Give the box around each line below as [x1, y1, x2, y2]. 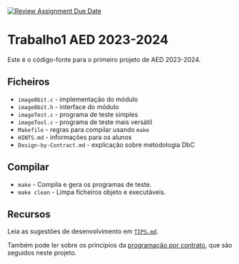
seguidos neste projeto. [7, 248, 77, 257]
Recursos [7, 208, 51, 220]
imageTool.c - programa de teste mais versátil [17, 118, 153, 126]
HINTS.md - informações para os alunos [17, 133, 132, 141]
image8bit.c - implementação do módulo [17, 95, 138, 103]
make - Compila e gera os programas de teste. [17, 180, 152, 188]
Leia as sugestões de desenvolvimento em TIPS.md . [7, 227, 159, 235]
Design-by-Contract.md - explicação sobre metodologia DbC [17, 140, 195, 149]
